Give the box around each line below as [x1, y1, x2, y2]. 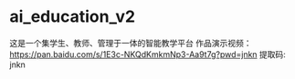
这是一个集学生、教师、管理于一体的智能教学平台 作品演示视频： [9, 37, 252, 48]
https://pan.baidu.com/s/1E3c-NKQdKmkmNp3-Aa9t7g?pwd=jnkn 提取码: [9, 48, 286, 60]
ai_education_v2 [9, 6, 135, 27]
